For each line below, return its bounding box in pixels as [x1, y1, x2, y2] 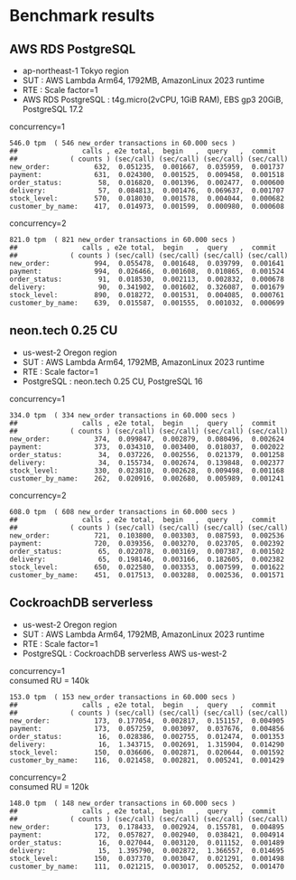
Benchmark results [9, 5, 155, 26]
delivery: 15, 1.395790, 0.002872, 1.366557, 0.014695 [9, 846, 284, 855]
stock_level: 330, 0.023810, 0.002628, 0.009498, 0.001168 [9, 466, 284, 475]
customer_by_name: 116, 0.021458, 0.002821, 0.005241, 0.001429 [9, 755, 284, 764]
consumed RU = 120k [9, 781, 89, 791]
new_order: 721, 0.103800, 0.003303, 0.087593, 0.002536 [9, 530, 284, 540]
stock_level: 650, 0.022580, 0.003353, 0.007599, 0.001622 [9, 562, 284, 572]
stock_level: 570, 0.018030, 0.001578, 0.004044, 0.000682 [9, 194, 284, 203]
